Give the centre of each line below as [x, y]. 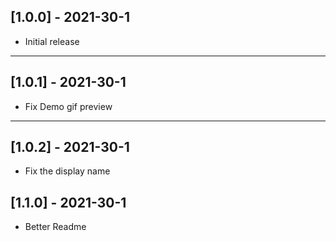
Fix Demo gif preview [68, 106]
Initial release [52, 41]
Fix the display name [67, 171]
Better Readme [55, 227]
